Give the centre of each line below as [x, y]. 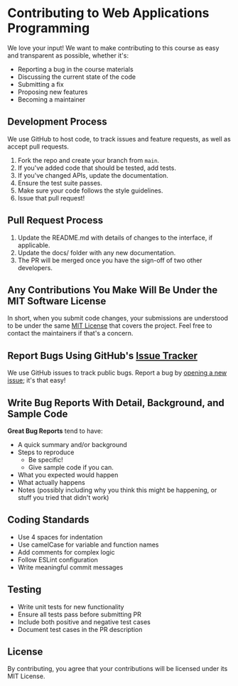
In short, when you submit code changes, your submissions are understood [118, 318]
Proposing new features [53, 92]
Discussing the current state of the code [77, 77]
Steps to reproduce [46, 452]
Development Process [58, 122]
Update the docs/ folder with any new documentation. [97, 252]
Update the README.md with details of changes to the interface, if [115, 237]
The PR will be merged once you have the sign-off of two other [110, 260]
